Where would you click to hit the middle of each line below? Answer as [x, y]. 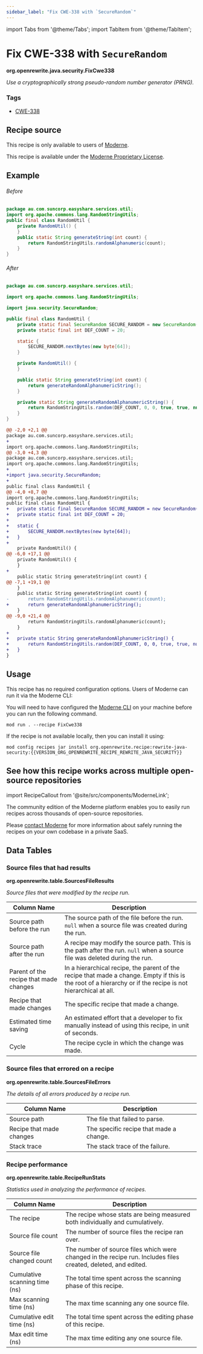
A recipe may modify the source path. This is [128, 943]
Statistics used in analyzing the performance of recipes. [76, 1189]
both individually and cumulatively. [115, 1222]
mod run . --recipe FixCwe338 [44, 725]
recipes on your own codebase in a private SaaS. [67, 831]
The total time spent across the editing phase [130, 1316]
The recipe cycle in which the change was [124, 1043]
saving [19, 1030]
